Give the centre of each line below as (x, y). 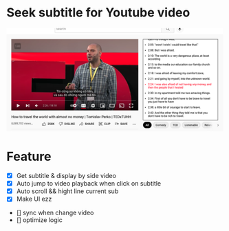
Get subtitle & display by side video (66, 176)
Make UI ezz (34, 199)
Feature (29, 157)
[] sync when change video (55, 213)
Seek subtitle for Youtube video (98, 13)
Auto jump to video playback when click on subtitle (89, 184)
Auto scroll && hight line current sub (67, 191)
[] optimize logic (39, 220)
